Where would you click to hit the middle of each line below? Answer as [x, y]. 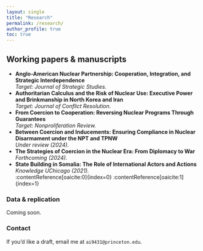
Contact [19, 229]
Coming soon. [24, 213]
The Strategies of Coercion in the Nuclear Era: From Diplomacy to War [105, 151]
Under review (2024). [42, 145]
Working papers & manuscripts [66, 59]
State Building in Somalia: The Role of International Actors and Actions [106, 164]
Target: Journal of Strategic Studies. [61, 86]
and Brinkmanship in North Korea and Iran [69, 99]
